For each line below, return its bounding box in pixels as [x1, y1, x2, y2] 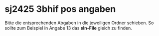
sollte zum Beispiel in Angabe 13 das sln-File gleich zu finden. [4, 25, 133, 31]
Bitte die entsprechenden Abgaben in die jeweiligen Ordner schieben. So [4, 20, 154, 26]
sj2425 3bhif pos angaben [4, 3, 116, 15]
